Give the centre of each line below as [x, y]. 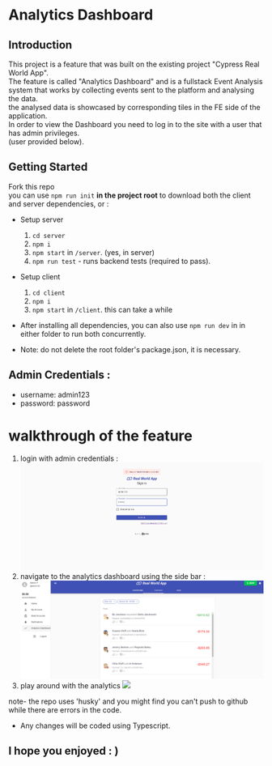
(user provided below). [47, 142]
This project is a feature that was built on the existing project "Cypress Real [134, 64]
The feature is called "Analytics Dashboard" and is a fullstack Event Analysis [136, 81]
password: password [55, 403]
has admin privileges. [44, 133]
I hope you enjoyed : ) [64, 751]
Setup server [42, 219]
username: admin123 [55, 394]
